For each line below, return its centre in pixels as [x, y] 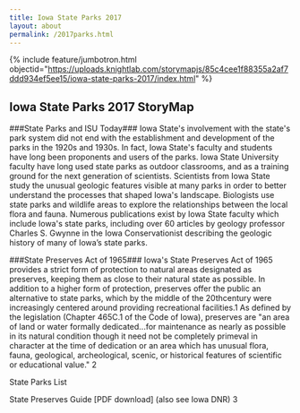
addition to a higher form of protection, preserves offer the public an [135, 288]
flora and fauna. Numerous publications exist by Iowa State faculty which [144, 214]
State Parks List [38, 383]
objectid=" [29, 69]
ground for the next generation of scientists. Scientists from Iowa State [140, 176]
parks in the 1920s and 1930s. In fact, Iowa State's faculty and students [141, 148]
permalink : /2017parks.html [62, 34]
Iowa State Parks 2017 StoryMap [102, 107]
